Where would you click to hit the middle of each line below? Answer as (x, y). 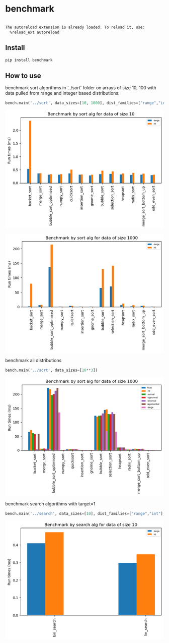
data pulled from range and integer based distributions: (62, 93)
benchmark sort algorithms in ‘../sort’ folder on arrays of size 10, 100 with (81, 88)
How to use (23, 76)
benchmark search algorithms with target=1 (50, 504)
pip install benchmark (29, 60)
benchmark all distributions (33, 361)
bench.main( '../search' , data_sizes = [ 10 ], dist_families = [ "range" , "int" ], (85, 514)
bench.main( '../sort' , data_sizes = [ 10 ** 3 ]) (52, 370)
